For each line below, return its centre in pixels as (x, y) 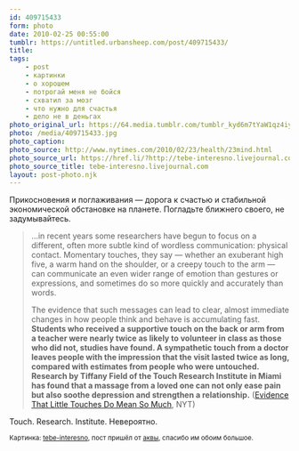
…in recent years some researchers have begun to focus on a (144, 236)
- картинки (45, 76)
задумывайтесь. (40, 219)
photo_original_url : (48, 125)
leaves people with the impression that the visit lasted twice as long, (160, 358)
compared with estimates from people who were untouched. (145, 366)
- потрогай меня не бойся (73, 92)
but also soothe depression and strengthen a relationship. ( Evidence (160, 395)
